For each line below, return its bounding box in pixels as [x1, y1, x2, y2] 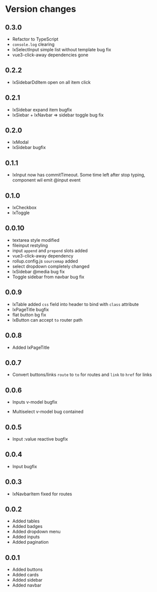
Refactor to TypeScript [12, 36, 59, 42]
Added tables [12, 518, 40, 524]
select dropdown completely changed [12, 263, 90, 269]
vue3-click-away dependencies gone [12, 52, 89, 58]
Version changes [5, 3, 77, 15]
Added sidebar [12, 577, 43, 583]
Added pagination [12, 539, 49, 545]
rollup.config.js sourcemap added [12, 258, 78, 264]
